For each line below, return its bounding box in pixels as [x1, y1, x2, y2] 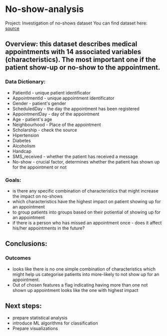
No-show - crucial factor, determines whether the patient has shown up [12, 158, 160, 164]
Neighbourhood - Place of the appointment [12, 121, 101, 127]
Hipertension [12, 132, 39, 138]
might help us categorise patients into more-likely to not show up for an [12, 271, 160, 277]
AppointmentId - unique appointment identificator [12, 95, 115, 101]
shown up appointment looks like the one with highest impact [12, 287, 139, 293]
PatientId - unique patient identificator [12, 89, 91, 95]
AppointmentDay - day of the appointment [12, 111, 100, 117]
